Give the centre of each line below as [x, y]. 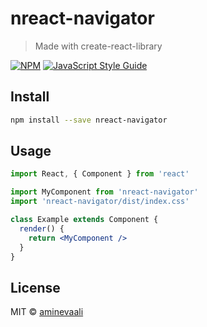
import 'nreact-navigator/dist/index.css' [100, 202]
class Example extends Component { [84, 220]
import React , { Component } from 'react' [100, 174]
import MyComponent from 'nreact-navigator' [104, 192]
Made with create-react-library [98, 46]
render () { [42, 228]
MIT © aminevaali [47, 312]
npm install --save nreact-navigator [89, 120]
